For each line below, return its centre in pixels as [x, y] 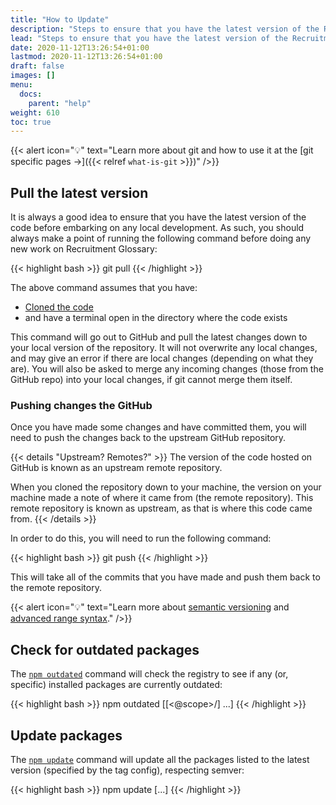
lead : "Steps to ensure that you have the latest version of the [149, 38]
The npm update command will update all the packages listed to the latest [160, 759]
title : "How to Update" [60, 19]
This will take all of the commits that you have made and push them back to [165, 577]
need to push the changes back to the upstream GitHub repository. [148, 438]
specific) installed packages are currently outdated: [116, 685]
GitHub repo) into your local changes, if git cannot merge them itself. [151, 380]
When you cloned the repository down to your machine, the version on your [166, 487]
